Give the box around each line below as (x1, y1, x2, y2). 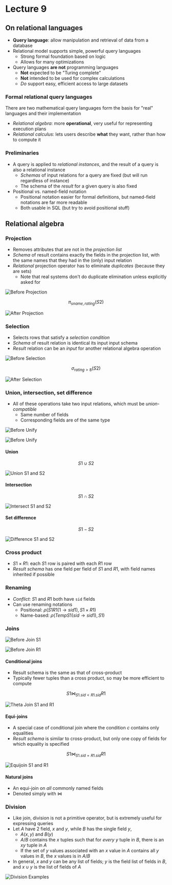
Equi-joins (5, 713, 28, 720)
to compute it (12, 137, 41, 143)
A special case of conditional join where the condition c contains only (12, 725, 160, 731)
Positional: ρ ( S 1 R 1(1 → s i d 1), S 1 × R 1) (20, 606, 96, 613)
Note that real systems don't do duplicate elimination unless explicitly (20, 273, 167, 280)
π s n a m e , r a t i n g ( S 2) (68, 299, 104, 306)
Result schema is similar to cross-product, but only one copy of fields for (12, 735, 167, 742)
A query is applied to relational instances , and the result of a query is (12, 161, 159, 167)
